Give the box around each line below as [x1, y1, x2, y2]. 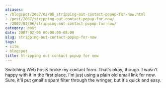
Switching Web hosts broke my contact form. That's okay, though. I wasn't [5, 67, 158, 73]
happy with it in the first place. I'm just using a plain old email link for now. [5, 72, 156, 78]
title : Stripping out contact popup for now [5, 53, 99, 58]
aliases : [5, 7, 23, 12]
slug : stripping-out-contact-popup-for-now [5, 35, 97, 40]
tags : [5, 40, 16, 44]
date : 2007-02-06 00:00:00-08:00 [5, 30, 75, 35]
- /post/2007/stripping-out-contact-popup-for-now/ [5, 16, 114, 21]
